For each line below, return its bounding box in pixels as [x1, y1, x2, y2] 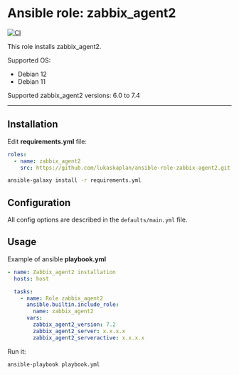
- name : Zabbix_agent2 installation [7, 268, 116, 276]
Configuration [7, 197, 71, 209]
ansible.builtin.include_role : [26, 301, 119, 308]
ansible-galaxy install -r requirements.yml [7, 177, 142, 184]
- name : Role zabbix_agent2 [20, 295, 103, 302]
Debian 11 [17, 77, 46, 86]
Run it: [7, 347, 26, 356]
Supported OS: [7, 55, 51, 65]
